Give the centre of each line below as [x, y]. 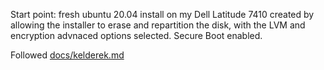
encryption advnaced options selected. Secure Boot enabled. [136, 35]
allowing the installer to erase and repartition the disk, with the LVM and [158, 25]
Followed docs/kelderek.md [67, 55]
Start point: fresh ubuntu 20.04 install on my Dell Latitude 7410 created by [162, 14]
